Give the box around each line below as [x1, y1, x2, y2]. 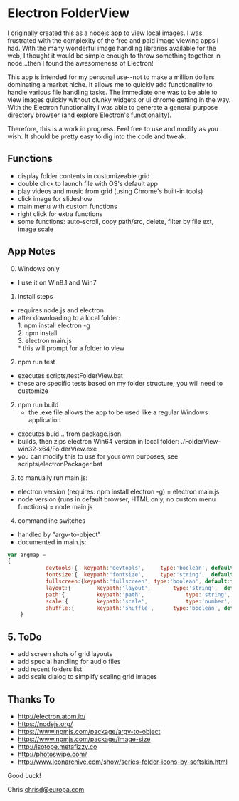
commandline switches [17, 516, 86, 525]
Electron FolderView [7, 5, 130, 21]
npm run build [17, 400, 59, 409]
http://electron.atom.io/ [17, 712, 86, 720]
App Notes [7, 245, 55, 257]
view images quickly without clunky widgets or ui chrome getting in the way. [7, 95, 231, 104]
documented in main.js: [17, 537, 87, 546]
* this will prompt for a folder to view [17, 344, 125, 352]
